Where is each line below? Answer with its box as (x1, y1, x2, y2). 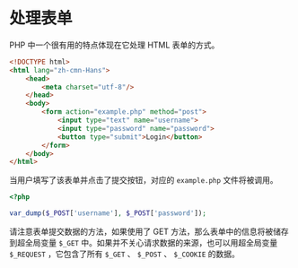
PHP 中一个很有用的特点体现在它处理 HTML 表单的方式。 (9, 39, 220, 50)
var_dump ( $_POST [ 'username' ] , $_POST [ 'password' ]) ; (9, 209, 206, 218)
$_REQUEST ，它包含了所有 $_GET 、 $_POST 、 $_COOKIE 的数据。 (9, 248, 241, 260)
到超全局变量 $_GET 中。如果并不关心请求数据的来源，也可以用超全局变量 (9, 238, 278, 248)
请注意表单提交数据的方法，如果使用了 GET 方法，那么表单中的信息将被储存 (9, 226, 289, 238)
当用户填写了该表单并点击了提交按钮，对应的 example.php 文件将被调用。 (9, 175, 278, 186)
